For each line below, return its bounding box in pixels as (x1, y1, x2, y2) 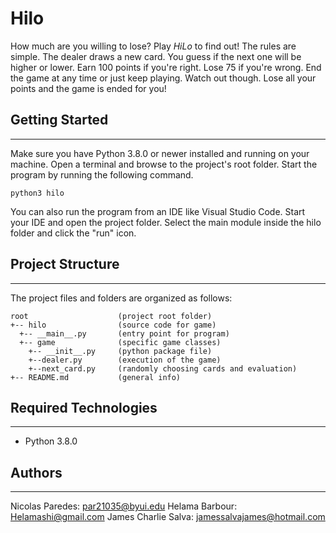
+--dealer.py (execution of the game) (28, 355, 222, 365)
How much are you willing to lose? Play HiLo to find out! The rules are (10, 40, 297, 52)
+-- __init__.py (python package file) (28, 346, 213, 356)
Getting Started (10, 112, 109, 129)
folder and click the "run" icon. (10, 227, 137, 239)
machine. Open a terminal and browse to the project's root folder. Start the (10, 158, 318, 170)
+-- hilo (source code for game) (10, 320, 217, 330)
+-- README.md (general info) (10, 372, 182, 382)
